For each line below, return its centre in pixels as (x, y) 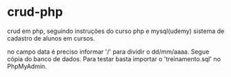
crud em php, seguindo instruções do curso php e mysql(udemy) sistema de (116, 31)
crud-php (35, 12)
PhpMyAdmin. (27, 66)
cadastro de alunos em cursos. (51, 38)
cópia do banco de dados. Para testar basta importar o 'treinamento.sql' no (114, 58)
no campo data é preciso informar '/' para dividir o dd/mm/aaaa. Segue (108, 52)
